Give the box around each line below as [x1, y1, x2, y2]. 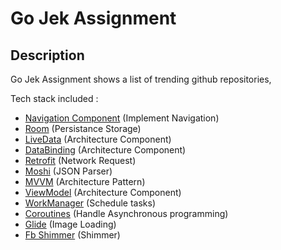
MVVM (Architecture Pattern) [24, 176, 146, 187]
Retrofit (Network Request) [24, 155, 137, 166]
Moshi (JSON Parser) [24, 165, 113, 177]
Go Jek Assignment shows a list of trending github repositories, [10, 73, 272, 85]
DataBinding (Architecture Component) [24, 144, 187, 156]
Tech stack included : [10, 93, 99, 104]
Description [10, 47, 85, 64]
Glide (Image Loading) [24, 218, 117, 230]
